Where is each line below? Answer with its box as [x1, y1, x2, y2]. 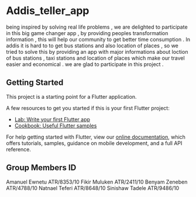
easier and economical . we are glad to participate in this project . [6, 60, 164, 68]
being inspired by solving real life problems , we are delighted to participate [6, 23, 188, 30]
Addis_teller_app [6, 4, 90, 18]
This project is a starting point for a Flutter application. [6, 93, 137, 100]
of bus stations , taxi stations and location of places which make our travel [6, 54, 185, 61]
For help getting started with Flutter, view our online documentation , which [6, 133, 186, 140]
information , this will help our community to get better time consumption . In [6, 36, 191, 43]
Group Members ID [6, 163, 77, 173]
